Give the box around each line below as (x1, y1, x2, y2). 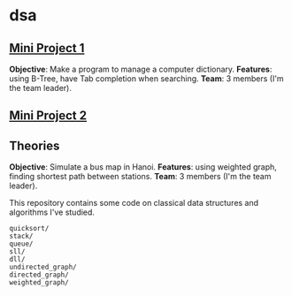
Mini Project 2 (9, 108, 87, 124)
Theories (9, 138, 60, 153)
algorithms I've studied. (9, 207, 96, 217)
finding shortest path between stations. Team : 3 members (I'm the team (9, 171, 272, 182)
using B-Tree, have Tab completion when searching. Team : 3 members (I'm (9, 73, 285, 84)
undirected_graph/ (9, 262, 77, 272)
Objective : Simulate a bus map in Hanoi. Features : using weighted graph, (9, 162, 277, 172)
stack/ (9, 231, 34, 241)
